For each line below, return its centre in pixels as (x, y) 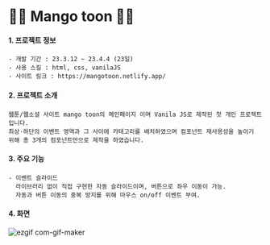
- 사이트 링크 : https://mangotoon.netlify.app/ (87, 77)
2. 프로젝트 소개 (33, 95)
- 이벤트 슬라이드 (33, 178)
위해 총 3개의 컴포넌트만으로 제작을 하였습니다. (76, 140)
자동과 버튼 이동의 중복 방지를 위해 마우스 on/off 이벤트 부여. (108, 195)
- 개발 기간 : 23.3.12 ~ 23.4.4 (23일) (71, 60)
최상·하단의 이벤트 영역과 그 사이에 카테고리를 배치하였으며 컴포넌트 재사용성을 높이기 (131, 131)
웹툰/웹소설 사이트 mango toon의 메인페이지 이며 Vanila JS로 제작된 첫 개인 (123, 114)
